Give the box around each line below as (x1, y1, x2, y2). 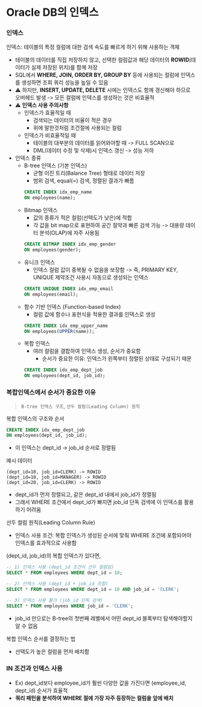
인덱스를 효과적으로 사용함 (14, 539, 77, 547)
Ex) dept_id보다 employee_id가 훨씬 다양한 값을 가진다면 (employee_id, (14, 679, 187, 686)
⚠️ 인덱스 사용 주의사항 (14, 102, 69, 109)
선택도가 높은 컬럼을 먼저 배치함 (14, 648, 89, 655)
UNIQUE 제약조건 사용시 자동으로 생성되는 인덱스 (33, 273, 149, 281)
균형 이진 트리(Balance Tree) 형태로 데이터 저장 (33, 170, 145, 177)
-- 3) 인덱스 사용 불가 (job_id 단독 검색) (6, 597, 104, 603)
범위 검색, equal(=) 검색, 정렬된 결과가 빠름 (33, 177, 134, 184)
